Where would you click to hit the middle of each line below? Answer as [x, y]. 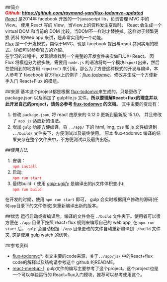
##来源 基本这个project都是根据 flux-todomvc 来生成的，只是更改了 [74, 92]
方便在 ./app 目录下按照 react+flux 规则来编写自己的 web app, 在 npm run [80, 222]
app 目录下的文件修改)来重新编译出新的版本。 [55, 206]
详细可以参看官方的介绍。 [40, 50]
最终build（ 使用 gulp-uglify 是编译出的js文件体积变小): [68, 184]
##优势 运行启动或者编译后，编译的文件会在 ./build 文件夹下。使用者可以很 [83, 216]
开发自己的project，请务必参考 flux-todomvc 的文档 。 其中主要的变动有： [85, 104]
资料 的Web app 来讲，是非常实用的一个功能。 [58, 37]
